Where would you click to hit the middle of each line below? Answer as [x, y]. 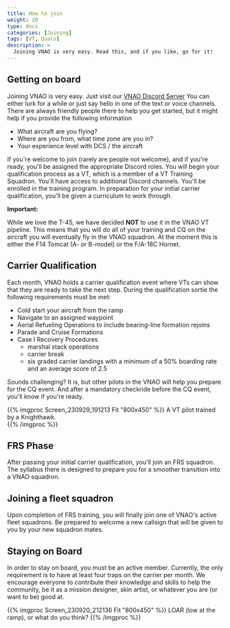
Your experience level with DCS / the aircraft [80, 146]
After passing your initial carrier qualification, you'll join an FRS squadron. [111, 462]
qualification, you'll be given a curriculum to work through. [90, 196]
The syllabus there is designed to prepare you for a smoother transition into [114, 469]
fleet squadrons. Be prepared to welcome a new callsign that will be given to [115, 522]
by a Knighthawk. [32, 417]
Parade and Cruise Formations [60, 332]
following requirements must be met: [59, 296]
